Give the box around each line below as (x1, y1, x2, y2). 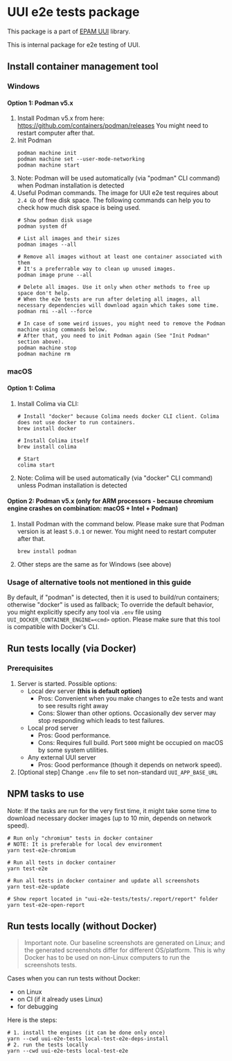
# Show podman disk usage (17, 217, 92, 224)
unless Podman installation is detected (17, 481, 127, 490)
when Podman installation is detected (17, 181, 125, 190)
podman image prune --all (17, 271, 92, 278)
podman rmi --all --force (17, 308, 92, 315)
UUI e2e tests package (7, 4, 140, 20)
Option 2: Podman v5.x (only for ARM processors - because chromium (7, 497, 214, 506)
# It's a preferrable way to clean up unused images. (17, 265, 176, 273)
